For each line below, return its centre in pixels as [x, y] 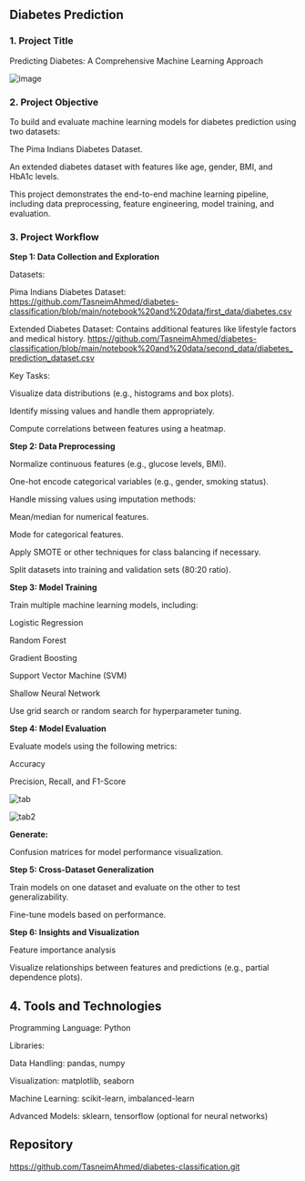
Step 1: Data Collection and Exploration [84, 257]
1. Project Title [42, 41]
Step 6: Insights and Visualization [74, 932]
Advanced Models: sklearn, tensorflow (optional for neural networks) [139, 1116]
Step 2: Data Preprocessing [62, 446]
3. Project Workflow [54, 237]
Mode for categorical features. [67, 535]
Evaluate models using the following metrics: [93, 747]
